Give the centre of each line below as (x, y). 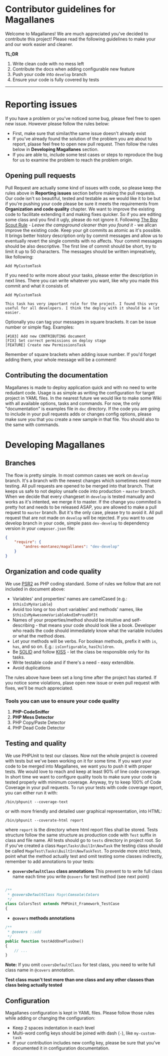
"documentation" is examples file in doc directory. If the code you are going (82, 408)
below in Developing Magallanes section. (55, 149)
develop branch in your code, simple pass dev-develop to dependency (77, 523)
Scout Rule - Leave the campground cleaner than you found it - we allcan (81, 225)
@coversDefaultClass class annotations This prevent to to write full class (87, 871)
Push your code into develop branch (49, 74)
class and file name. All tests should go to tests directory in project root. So (83, 840)
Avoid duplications (31, 667)
